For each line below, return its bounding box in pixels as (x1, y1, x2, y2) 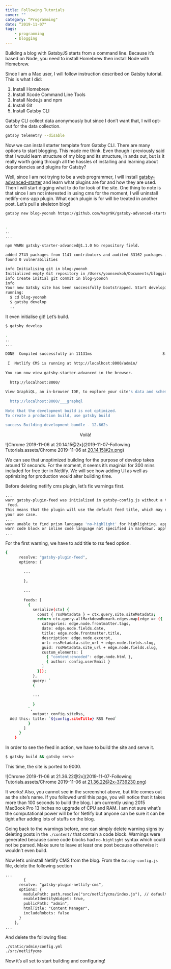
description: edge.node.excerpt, (41, 635, 113, 641)
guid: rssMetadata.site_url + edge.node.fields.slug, (41, 645, 158, 650)
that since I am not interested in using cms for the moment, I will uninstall (5, 190, 158, 196)
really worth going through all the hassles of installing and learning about (5, 158, 158, 164)
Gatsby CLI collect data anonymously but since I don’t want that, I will (5, 117, 151, 124)
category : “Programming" (5, 17, 58, 22)
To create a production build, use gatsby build (5, 413, 110, 418)
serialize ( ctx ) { (32, 607, 70, 612)
